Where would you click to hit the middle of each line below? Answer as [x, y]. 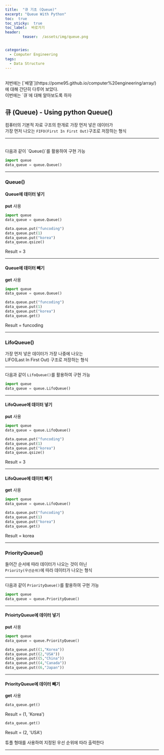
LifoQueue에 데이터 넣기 [29, 405]
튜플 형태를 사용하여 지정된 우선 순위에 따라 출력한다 [54, 743]
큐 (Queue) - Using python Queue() [59, 112]
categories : [17, 50]
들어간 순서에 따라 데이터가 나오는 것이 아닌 [46, 564]
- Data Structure [27, 63]
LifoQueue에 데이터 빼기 [29, 478]
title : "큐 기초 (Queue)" [31, 10]
